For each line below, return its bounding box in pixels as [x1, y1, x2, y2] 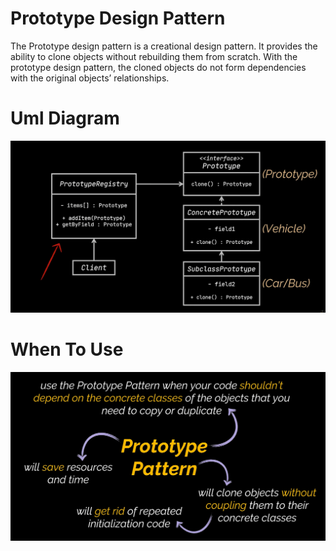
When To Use [10, 338, 124, 361]
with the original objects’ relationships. [10, 72, 170, 84]
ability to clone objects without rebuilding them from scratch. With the [10, 50, 298, 62]
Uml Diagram [10, 107, 120, 130]
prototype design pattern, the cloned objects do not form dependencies [10, 61, 307, 73]
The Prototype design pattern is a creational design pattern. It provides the [10, 40, 318, 52]
